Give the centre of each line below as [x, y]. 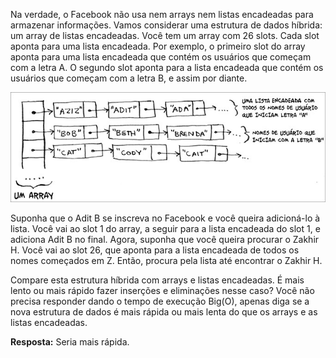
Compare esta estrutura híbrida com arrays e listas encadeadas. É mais [157, 280]
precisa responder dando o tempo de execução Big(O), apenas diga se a [160, 301]
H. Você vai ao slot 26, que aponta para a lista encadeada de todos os [155, 250]
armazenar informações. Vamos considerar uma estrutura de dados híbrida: [166, 25]
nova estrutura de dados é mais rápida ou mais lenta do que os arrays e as [164, 312]
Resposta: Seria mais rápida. [70, 342]
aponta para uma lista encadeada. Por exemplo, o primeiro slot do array [158, 46]
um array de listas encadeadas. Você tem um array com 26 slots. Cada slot [165, 35]
